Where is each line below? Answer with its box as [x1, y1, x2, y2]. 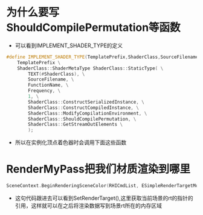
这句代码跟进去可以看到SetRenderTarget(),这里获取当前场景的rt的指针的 [14, 194, 193, 202]
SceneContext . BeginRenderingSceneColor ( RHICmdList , [6, 183, 139, 189]
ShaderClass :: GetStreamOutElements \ [28, 122, 123, 128]
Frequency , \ [28, 88, 61, 94]
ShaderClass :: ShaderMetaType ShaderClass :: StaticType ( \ [17, 65, 164, 71]
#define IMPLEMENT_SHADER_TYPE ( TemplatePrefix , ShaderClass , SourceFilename [6, 54, 199, 60]
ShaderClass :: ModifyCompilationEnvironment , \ [28, 110, 147, 116]
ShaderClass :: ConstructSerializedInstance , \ [28, 99, 145, 105]
